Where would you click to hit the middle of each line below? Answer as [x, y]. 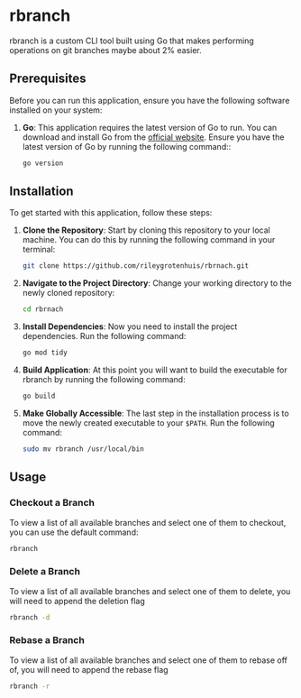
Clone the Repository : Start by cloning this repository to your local [146, 230]
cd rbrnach [43, 309]
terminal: [39, 250]
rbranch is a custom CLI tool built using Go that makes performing [132, 41]
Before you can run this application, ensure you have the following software [150, 100]
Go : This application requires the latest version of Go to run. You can [150, 127]
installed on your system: [56, 110]
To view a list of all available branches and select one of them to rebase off [149, 660]
